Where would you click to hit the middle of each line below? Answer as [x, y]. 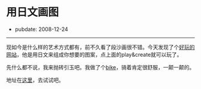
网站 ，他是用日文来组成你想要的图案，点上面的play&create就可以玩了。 [94, 54]
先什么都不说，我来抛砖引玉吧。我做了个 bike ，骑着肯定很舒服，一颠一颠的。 [100, 67]
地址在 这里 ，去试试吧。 [35, 80]
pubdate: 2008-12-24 [42, 29]
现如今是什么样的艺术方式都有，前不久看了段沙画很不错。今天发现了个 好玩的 [100, 47]
